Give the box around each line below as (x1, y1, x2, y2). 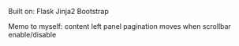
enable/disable (8, 30, 57, 39)
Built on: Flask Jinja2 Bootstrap (8, 7, 109, 16)
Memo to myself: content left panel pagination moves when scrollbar (8, 22, 231, 30)
